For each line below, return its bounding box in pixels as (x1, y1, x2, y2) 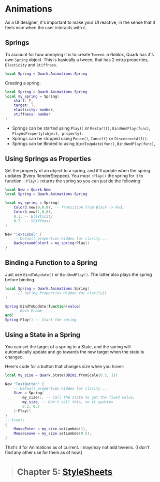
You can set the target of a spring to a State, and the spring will (5, 343, 131, 350)
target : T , (14, 103, 36, 108)
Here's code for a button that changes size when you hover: (5, 363, 125, 369)
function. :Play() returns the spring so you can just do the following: (5, 178, 142, 184)
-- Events (5, 418, 25, 422)
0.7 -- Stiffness (14, 218, 51, 224)
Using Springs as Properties (5, 155, 91, 163)
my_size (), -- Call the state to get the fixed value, (22, 395, 135, 400)
